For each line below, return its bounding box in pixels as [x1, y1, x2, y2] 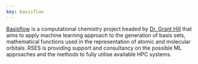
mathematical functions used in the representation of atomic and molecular [6, 38, 191, 45]
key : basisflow [6, 8, 44, 15]
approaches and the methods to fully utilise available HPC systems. [6, 50, 172, 57]
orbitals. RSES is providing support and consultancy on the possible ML [6, 44, 182, 51]
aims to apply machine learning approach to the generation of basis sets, [6, 31, 186, 39]
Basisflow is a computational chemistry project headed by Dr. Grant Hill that [6, 25, 192, 32]
